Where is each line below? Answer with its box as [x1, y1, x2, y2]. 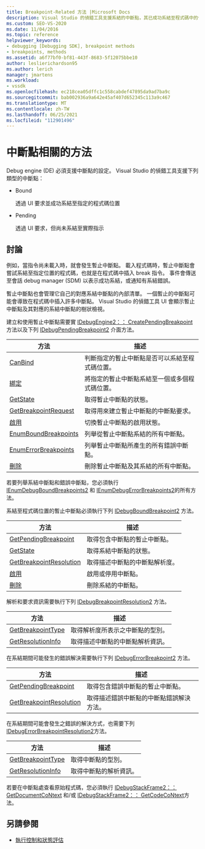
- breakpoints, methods [6, 49, 67, 55]
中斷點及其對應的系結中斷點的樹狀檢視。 [6, 305, 108, 313]
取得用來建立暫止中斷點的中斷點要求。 [84, 407, 195, 415]
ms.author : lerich [6, 66, 53, 72]
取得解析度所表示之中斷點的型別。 [70, 626, 169, 634]
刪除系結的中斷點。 [86, 581, 142, 589]
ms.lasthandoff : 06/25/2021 [6, 112, 78, 118]
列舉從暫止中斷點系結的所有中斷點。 [84, 430, 189, 438]
